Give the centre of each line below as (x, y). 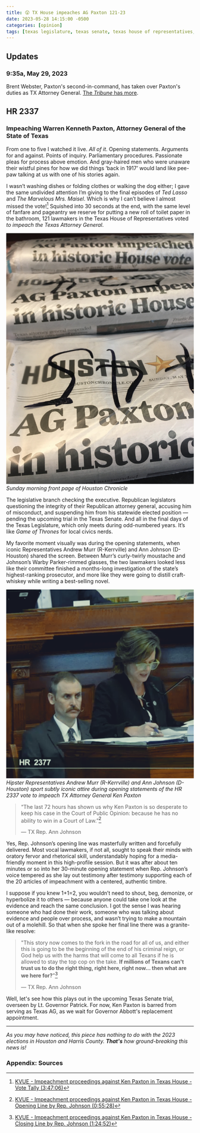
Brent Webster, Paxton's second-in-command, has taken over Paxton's (93, 86)
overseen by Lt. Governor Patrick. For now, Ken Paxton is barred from (91, 1005)
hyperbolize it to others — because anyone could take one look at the (91, 900)
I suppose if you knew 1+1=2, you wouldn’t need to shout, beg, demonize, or (100, 893)
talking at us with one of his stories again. (69, 174)
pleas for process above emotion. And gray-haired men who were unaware (98, 162)
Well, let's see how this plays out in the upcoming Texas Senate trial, (90, 999)
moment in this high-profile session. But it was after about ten (102, 863)
